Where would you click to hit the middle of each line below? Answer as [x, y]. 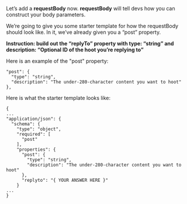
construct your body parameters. [46, 15]
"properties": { [37, 150]
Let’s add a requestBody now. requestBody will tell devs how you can [91, 8]
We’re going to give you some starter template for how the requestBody [92, 26]
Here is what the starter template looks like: [58, 98]
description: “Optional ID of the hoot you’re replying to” [75, 50]
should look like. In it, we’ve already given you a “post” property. [84, 32]
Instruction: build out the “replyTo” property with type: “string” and [90, 44]
